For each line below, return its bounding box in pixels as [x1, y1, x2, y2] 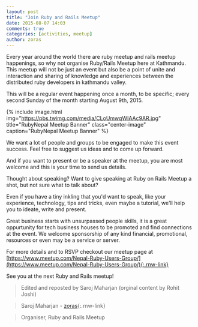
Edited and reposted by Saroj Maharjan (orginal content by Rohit [20, 284, 180, 291]
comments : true [6, 25, 44, 32]
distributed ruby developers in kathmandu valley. [6, 79, 127, 86]
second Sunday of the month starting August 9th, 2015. [6, 97, 143, 104]
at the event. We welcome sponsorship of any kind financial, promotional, [6, 230, 188, 237]
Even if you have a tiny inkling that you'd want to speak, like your [6, 193, 166, 200]
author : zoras [6, 37, 42, 43]
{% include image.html [6, 109, 62, 115]
